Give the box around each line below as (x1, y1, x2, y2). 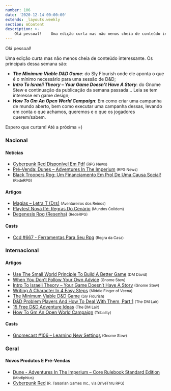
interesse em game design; (12, 93, 70, 98)
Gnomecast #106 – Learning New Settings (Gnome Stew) (12, 332, 127, 338)
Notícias (5, 149, 24, 156)
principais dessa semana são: (5, 61, 68, 67)
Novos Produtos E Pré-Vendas (5, 358, 71, 364)
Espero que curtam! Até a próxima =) (5, 124, 83, 130)
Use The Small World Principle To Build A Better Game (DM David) (12, 271, 148, 277)
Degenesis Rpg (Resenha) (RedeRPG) (12, 211, 88, 218)
